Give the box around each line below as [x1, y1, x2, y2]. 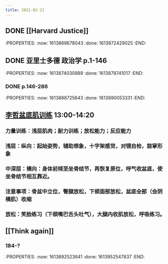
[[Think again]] [5, 227, 54, 235]
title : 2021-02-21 [5, 7, 45, 13]
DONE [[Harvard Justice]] [5, 27, 89, 35]
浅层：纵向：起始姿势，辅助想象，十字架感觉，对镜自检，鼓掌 [5, 142, 158, 149]
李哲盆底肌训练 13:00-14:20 [5, 111, 95, 119]
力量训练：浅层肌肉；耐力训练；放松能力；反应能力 [5, 127, 132, 134]
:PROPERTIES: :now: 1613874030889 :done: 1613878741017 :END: [5, 70, 144, 76]
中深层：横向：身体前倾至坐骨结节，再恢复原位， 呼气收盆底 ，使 [5, 165, 163, 172]
